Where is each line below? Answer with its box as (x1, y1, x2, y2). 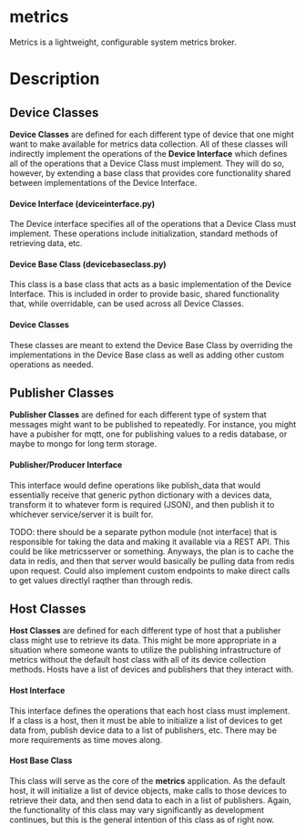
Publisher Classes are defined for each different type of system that (9, 409, 267, 420)
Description (9, 68, 100, 89)
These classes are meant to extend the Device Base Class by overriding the (9, 339, 293, 350)
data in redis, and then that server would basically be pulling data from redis (9, 555, 295, 566)
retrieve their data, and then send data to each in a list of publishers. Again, (9, 795, 291, 806)
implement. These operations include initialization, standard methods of (9, 228, 279, 239)
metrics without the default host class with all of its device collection (9, 654, 267, 665)
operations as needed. (9, 358, 94, 370)
